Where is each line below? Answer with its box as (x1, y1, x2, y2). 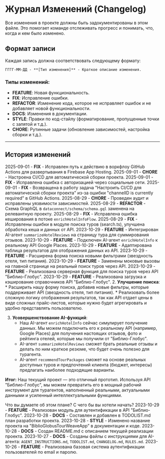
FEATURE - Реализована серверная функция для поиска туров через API (5, 268, 159, 274)
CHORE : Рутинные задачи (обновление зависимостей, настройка (12, 127, 150, 133)
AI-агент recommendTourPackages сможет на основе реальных (19, 356, 146, 362)
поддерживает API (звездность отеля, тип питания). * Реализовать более (5, 289, 160, 295)
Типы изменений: (5, 78, 50, 85)
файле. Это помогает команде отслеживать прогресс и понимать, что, (5, 25, 154, 31)
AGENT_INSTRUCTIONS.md (21, 439, 68, 444)
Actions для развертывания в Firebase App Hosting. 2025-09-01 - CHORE (5, 169, 158, 175)
